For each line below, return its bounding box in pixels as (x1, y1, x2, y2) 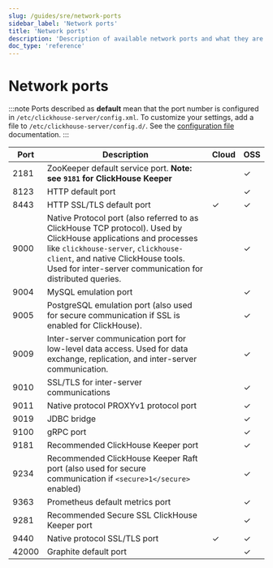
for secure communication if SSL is (46, 310, 180, 321)
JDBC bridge (46, 413, 96, 424)
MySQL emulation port (46, 286, 133, 298)
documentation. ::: (8, 130, 70, 140)
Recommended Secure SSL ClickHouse (46, 510, 197, 521)
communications (46, 387, 111, 398)
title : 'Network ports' (8, 27, 89, 35)
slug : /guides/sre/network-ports (8, 11, 122, 20)
